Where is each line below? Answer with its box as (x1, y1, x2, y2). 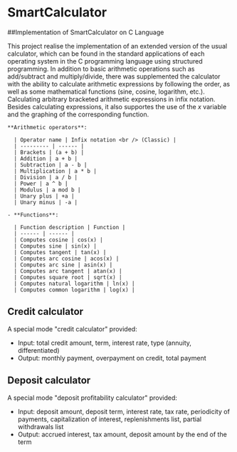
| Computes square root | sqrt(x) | (14, 273, 122, 281)
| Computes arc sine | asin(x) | (14, 261, 113, 268)
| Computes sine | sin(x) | (14, 242, 98, 250)
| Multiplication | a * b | (14, 167, 98, 175)
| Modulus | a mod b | (14, 186, 81, 194)
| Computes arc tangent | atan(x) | (14, 267, 122, 275)
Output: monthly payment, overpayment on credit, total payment (17, 353, 206, 362)
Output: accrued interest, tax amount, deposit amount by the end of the (17, 430, 228, 438)
